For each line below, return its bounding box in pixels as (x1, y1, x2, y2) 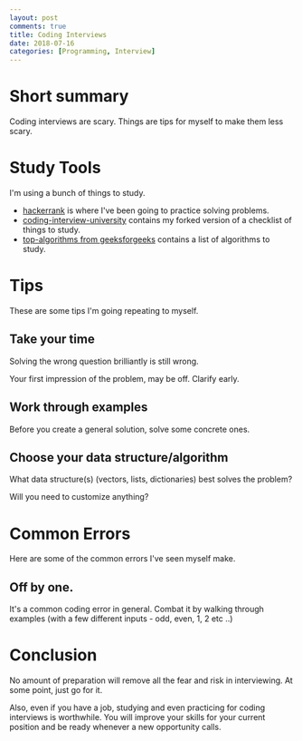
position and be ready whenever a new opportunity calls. (9, 722, 222, 733)
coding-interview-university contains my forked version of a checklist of (22, 215, 292, 225)
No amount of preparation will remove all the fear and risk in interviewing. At (9, 675, 294, 686)
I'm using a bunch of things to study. (9, 188, 146, 198)
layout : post (9, 13, 59, 23)
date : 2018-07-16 (9, 38, 75, 48)
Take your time (9, 332, 95, 347)
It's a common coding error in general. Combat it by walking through (9, 604, 265, 615)
